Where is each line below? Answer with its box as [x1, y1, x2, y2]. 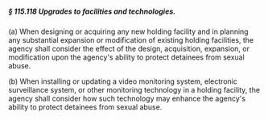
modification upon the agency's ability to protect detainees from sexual [8, 52, 245, 62]
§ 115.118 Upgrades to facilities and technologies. [8, 6, 176, 16]
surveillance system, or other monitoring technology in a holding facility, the [8, 85, 260, 94]
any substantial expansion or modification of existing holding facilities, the [8, 35, 254, 44]
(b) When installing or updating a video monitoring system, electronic [8, 77, 237, 86]
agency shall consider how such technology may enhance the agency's [8, 93, 246, 103]
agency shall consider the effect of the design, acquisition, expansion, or [8, 43, 249, 53]
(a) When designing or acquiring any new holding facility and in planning [8, 27, 249, 36]
